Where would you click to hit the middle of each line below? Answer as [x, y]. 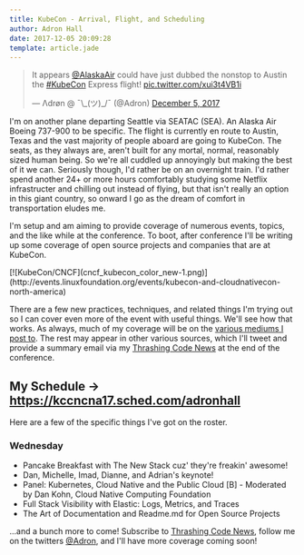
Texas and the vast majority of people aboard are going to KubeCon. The [146, 141]
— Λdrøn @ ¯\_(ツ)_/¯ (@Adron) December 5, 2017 [126, 104]
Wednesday [36, 445]
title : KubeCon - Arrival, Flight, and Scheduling [107, 19]
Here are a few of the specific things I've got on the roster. [119, 422]
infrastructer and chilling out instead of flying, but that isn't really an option [149, 189]
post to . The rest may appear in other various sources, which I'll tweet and [148, 338]
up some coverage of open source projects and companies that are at [140, 245]
